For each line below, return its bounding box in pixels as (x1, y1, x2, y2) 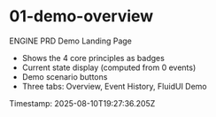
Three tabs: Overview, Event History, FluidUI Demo (21, 81, 208, 91)
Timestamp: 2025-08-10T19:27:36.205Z (9, 97, 156, 108)
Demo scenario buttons (21, 71, 108, 82)
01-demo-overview (9, 6, 154, 27)
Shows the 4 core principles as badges (21, 52, 166, 63)
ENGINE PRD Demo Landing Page (9, 35, 133, 46)
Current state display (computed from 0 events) (21, 62, 197, 73)
